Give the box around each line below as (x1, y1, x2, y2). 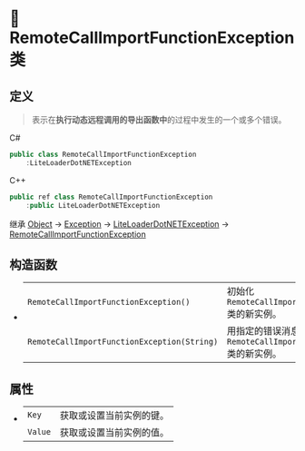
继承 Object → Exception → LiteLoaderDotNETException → (9, 218, 230, 230)
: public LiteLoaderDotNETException (25, 201, 161, 210)
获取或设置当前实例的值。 (59, 426, 170, 439)
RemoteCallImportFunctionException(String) (26, 337, 219, 348)
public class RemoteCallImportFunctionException (9, 150, 197, 159)
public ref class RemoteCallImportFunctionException (9, 192, 213, 201)
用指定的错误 (226, 325, 282, 338)
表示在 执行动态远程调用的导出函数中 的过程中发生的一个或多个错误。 (31, 114, 287, 125)
